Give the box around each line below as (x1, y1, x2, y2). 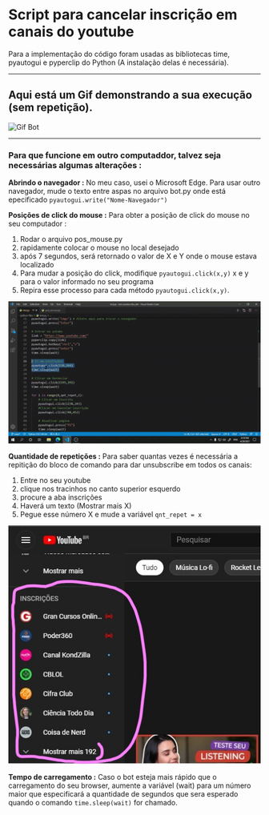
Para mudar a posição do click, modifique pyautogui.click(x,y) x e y (19, 268, 249, 278)
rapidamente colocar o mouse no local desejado (19, 243, 179, 253)
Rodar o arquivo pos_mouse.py (19, 235, 122, 244)
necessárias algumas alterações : (8, 159, 143, 171)
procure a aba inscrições (19, 492, 102, 502)
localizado (19, 260, 54, 270)
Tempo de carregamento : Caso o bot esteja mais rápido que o (8, 772, 218, 781)
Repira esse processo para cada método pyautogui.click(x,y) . (19, 286, 230, 295)
